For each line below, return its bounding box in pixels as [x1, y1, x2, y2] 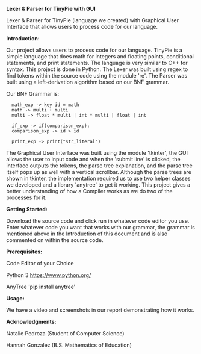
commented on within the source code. [6, 237, 104, 243]
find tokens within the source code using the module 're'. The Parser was [6, 72, 188, 79]
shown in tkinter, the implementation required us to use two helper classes [6, 175, 191, 182]
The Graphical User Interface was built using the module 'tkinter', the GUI [6, 149, 188, 156]
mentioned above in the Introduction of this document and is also [6, 230, 168, 237]
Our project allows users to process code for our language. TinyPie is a [6, 46, 182, 54]
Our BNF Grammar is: [6, 90, 60, 97]
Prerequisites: [6, 248, 43, 255]
